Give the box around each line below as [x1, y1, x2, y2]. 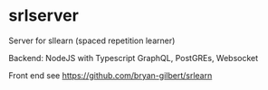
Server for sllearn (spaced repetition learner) [8, 35, 176, 46]
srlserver [8, 5, 79, 26]
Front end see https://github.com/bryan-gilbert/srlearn [8, 69, 213, 81]
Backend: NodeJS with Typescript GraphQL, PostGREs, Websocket [8, 52, 259, 63]
